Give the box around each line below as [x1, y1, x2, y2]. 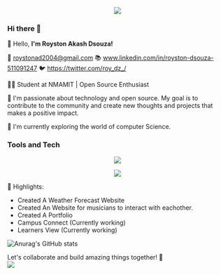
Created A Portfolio [17, 210, 73, 219]
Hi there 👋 [7, 23, 42, 33]
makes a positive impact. [7, 109, 79, 117]
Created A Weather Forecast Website [17, 196, 124, 204]
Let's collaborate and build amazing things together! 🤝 [7, 253, 164, 261]
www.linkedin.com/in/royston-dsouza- [102, 53, 214, 62]
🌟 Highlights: [7, 182, 44, 191]
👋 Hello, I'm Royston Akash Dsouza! [7, 39, 113, 48]
